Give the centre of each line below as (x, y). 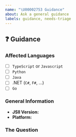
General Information (30, 101)
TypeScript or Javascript (38, 66)
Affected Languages (30, 55)
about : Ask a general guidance (37, 14)
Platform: (22, 117)
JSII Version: (25, 112)
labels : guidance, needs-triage (38, 19)
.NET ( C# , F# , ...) (28, 83)
